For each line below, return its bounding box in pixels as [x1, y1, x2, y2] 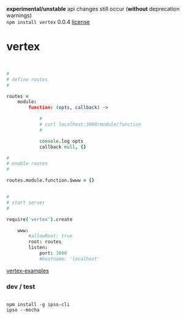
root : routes [28, 239, 62, 245]
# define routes [6, 76, 48, 82]
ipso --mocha [6, 307, 40, 313]
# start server [6, 199, 45, 206]
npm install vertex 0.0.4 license [6, 18, 90, 25]
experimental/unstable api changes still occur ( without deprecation [6, 6, 180, 12]
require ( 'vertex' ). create [6, 216, 72, 223]
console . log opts [39, 138, 84, 144]
